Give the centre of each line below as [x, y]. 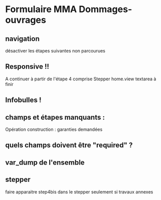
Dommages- [106, 9]
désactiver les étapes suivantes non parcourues [55, 51]
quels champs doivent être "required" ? [69, 145]
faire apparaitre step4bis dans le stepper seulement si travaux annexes [79, 192]
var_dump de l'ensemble [45, 162]
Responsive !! [27, 67]
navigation [22, 39]
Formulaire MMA [41, 9]
